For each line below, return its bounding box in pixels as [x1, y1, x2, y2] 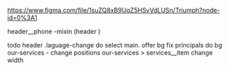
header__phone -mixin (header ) [7, 28, 101, 35]
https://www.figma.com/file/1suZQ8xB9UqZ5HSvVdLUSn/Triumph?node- [7, 6, 221, 14]
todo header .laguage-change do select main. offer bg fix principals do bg [7, 41, 223, 49]
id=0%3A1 [7, 13, 37, 22]
